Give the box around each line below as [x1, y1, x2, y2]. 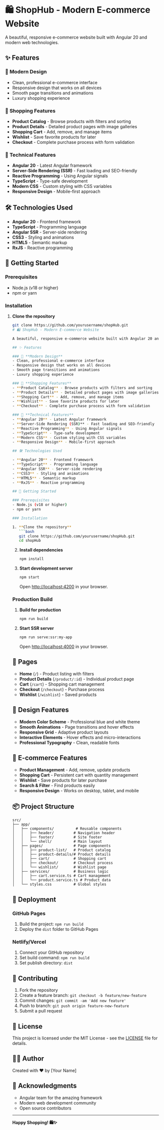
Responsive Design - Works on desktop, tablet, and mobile [19, 787, 139, 793]
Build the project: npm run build [19, 921, 84, 927]
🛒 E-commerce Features [12, 754, 87, 762]
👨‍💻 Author [12, 1055, 44, 1063]
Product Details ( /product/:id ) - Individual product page [19, 676, 134, 682]
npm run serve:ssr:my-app [19, 635, 72, 640]
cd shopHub [19, 538, 41, 543]
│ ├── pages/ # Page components [12, 843, 111, 849]
